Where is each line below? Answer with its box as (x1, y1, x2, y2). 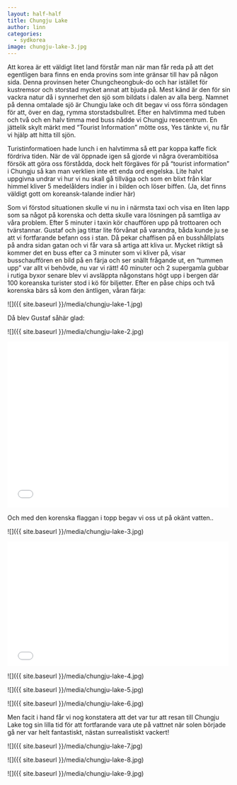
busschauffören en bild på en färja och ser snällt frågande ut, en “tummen (7, 256, 224, 265)
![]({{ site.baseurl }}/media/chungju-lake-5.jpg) (7, 686, 144, 694)
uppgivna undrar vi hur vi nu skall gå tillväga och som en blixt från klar (7, 174, 212, 183)
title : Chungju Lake (7, 17, 69, 24)
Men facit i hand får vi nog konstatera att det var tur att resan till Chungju (7, 713, 219, 721)
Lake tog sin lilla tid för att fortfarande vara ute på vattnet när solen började (7, 720, 226, 729)
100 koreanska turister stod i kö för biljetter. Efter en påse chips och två (7, 279, 215, 287)
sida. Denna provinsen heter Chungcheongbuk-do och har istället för (7, 78, 208, 86)
